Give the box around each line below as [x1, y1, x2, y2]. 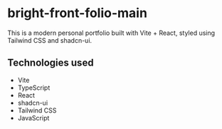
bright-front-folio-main [7, 5, 148, 21]
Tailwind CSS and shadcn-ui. [7, 36, 92, 44]
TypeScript [17, 83, 51, 92]
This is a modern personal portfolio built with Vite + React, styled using [7, 29, 216, 37]
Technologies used [7, 57, 94, 69]
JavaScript [17, 113, 50, 122]
